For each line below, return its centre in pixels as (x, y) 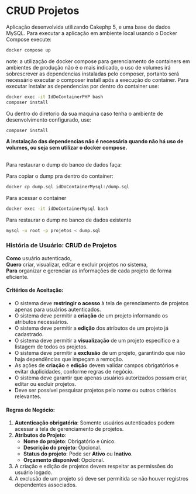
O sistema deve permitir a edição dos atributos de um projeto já (91, 328)
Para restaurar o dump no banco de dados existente (69, 220)
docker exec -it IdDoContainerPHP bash (55, 97)
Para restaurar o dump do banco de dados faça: (64, 164)
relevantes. (28, 396)
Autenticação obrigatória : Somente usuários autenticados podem (94, 423)
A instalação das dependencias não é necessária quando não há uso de (95, 141)
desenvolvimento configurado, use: (49, 120)
